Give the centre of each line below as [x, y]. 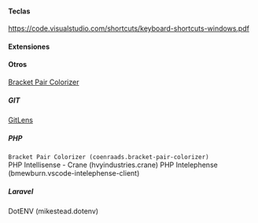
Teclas [19, 11]
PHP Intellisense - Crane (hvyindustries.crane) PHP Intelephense [113, 165]
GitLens [21, 120]
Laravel [21, 191]
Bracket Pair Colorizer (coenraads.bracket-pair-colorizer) [109, 157]
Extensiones [29, 46]
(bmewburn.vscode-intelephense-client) [74, 173]
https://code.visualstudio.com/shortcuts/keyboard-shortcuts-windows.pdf [129, 28]
